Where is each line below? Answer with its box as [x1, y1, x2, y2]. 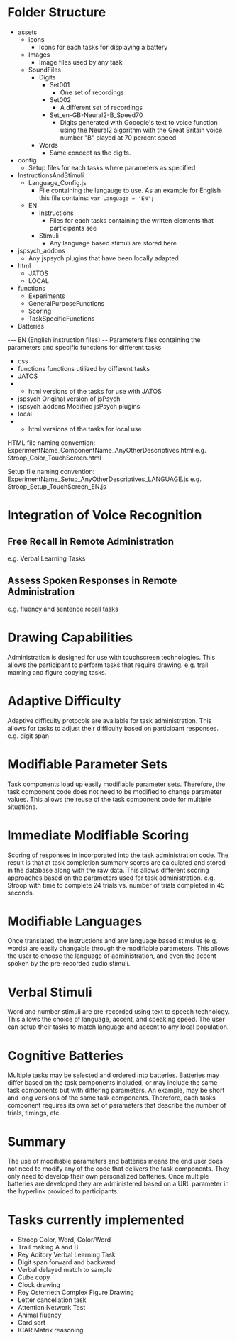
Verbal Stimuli [7, 984, 92, 1000]
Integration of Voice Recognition [7, 507, 202, 524]
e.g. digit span [7, 732, 50, 740]
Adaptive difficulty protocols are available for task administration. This [7, 716, 212, 724]
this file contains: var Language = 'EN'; [38, 193, 155, 202]
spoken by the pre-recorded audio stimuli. [7, 959, 131, 968]
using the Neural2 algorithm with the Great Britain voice [60, 126, 223, 134]
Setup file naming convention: [7, 467, 95, 475]
